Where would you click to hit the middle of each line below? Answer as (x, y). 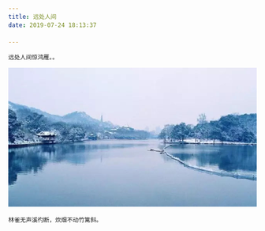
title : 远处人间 (32, 17)
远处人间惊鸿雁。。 (34, 58)
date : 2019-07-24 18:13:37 (52, 25)
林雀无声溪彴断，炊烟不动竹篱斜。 (55, 220)
